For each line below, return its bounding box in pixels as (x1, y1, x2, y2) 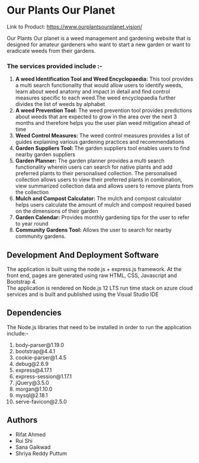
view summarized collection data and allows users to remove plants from (15, 182, 194, 189)
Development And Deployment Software (7, 250, 159, 260)
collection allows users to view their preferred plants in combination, (15, 176, 182, 184)
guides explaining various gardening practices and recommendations (15, 139, 185, 146)
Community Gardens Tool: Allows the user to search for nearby (15, 226, 172, 234)
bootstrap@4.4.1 (15, 348, 56, 355)
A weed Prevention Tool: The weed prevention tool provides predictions (15, 107, 192, 114)
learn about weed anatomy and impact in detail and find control (15, 88, 171, 95)
